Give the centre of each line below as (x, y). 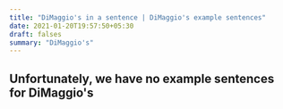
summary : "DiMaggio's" (51, 42)
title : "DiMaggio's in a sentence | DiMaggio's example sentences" (138, 17)
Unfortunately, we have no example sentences (142, 78)
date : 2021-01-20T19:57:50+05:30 (72, 26)
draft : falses (36, 34)
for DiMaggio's (51, 92)
